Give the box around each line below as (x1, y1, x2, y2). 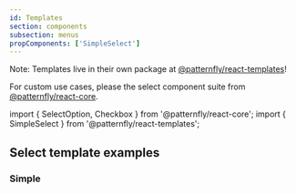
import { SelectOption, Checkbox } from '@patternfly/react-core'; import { (9, 108, 287, 119)
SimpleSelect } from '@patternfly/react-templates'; (9, 118, 200, 129)
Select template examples (9, 145, 160, 160)
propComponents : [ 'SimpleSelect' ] (9, 38, 141, 48)
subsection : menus (9, 30, 79, 39)
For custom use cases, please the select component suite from (9, 81, 246, 92)
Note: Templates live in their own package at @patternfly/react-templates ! (9, 64, 287, 75)
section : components (9, 22, 88, 31)
